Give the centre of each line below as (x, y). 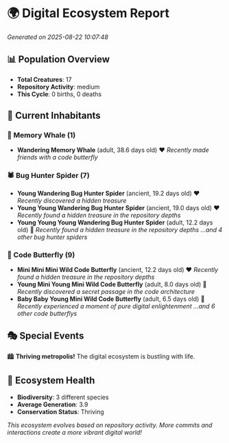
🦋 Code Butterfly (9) (41, 255)
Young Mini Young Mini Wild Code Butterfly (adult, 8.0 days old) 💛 (112, 284)
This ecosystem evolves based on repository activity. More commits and (110, 425)
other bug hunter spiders (52, 237)
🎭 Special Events (46, 336)
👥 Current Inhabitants (54, 116)
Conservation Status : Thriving (60, 411)
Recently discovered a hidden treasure (72, 201)
